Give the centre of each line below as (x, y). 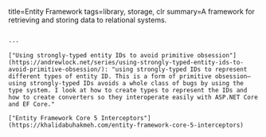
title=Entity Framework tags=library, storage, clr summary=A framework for (131, 12)
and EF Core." (32, 104)
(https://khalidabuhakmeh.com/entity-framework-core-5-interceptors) (126, 125)
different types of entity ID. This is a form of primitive (110, 76)
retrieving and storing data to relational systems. (88, 20)
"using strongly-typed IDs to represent (179, 69)
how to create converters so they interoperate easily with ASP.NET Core (133, 97)
